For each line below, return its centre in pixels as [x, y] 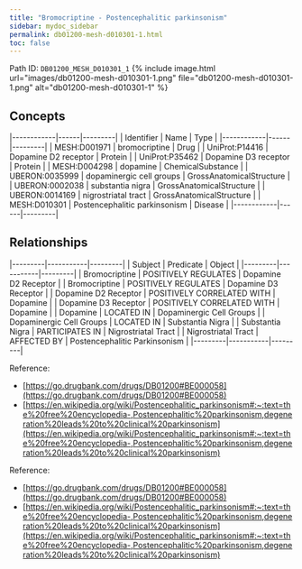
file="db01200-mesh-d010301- [236, 78]
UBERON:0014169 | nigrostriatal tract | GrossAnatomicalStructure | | [135, 196]
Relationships [49, 243]
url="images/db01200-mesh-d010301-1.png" [93, 78]
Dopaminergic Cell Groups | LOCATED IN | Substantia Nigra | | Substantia [145, 322]
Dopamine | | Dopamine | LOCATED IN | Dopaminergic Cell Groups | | [137, 312]
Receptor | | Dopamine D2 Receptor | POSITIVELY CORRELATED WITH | [142, 293]
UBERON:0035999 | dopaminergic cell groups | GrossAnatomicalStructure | [150, 176]
